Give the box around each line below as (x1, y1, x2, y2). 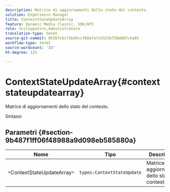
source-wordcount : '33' (5, 45, 56, 50)
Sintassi (5, 113, 22, 120)
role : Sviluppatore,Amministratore (5, 26, 80, 31)
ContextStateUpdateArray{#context (5, 76, 160, 88)
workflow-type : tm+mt (5, 41, 51, 46)
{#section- (38, 128, 73, 137)
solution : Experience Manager (5, 12, 69, 17)
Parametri (5, 128, 37, 137)
